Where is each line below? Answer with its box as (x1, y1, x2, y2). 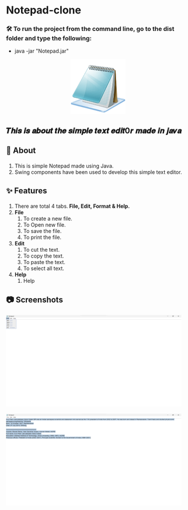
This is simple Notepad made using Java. (14, 162, 114, 170)
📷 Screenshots (6, 295, 63, 305)
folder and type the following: (6, 35, 92, 43)
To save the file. (23, 227, 62, 234)
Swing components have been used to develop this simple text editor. (14, 169, 182, 176)
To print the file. (23, 234, 62, 241)
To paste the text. (23, 258, 66, 265)
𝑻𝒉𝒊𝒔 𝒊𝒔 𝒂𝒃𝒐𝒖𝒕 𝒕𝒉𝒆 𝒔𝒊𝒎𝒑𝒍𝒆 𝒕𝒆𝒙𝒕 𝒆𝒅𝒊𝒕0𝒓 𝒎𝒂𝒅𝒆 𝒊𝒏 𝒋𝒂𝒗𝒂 (6, 125, 182, 135)
